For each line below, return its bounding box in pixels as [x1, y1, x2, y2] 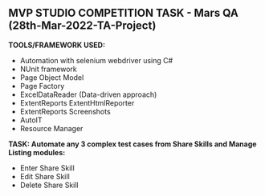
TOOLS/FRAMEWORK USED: [8, 40, 106, 50]
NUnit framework [19, 64, 78, 74]
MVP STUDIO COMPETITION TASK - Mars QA [8, 6, 238, 20]
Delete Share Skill [19, 180, 79, 190]
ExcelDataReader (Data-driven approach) [19, 90, 157, 99]
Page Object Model [19, 72, 84, 82]
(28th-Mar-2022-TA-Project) [8, 19, 157, 33]
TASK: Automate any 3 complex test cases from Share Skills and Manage [8, 139, 257, 149]
